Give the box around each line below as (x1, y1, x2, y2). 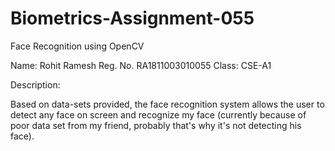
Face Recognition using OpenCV (10, 40, 145, 52)
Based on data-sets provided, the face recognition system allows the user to (10, 98, 325, 110)
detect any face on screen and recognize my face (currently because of (10, 108, 307, 121)
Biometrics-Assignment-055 (10, 7, 255, 30)
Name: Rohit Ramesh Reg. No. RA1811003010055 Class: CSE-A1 (10, 59, 272, 71)
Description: (10, 78, 61, 91)
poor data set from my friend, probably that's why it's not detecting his (10, 119, 302, 131)
